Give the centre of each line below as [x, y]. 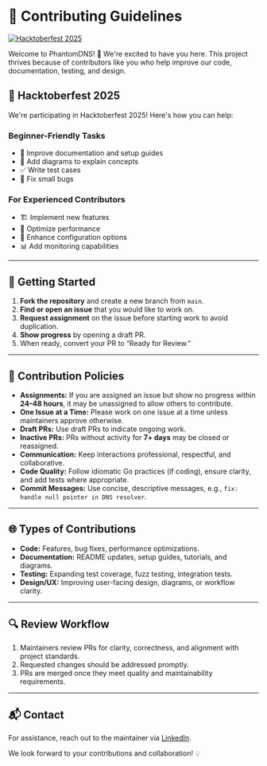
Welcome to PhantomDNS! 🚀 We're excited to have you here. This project [128, 53]
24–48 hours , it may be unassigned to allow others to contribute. [126, 403]
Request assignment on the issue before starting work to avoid [124, 318]
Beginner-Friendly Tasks [57, 136]
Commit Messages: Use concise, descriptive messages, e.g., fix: [129, 488]
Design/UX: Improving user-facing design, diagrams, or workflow [127, 582]
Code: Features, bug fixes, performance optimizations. [110, 548]
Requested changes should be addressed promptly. [104, 664]
